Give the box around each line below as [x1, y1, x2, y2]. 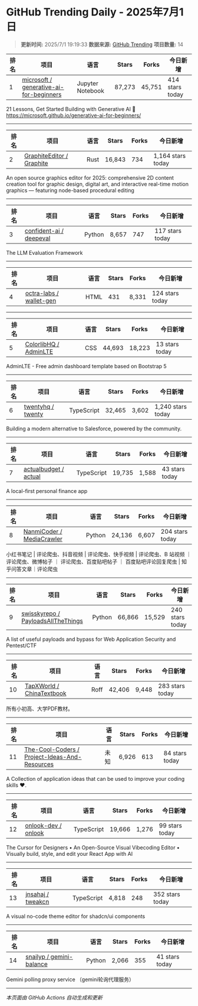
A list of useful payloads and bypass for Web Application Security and [6, 635, 176, 642]
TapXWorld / [24, 682, 60, 690]
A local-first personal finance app [6, 487, 88, 494]
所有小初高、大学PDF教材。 [6, 705, 74, 712]
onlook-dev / [25, 821, 62, 829]
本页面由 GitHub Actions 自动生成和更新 [6, 994, 103, 1001]
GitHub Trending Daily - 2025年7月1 [6, 5, 184, 19]
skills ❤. [6, 781, 27, 788]
